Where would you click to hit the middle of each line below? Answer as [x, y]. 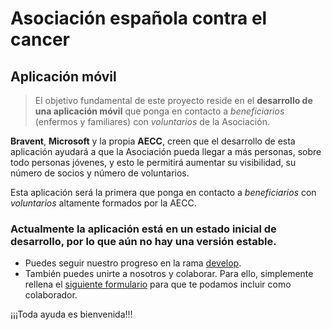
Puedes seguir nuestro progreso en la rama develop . [133, 263]
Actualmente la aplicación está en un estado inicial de [143, 229]
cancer [40, 39]
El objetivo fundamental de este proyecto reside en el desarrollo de [173, 100]
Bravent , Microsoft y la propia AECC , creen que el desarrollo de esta [153, 141]
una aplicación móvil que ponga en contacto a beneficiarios [159, 111]
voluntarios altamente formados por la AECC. [103, 203]
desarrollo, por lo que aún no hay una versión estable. [143, 241]
